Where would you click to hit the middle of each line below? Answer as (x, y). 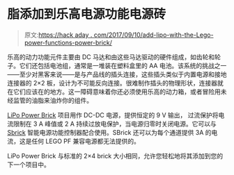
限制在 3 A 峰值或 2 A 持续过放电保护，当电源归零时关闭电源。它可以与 (115, 124)
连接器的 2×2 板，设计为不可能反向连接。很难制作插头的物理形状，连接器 (112, 83)
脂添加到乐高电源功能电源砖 (87, 14)
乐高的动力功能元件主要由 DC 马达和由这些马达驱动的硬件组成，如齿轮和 (111, 57)
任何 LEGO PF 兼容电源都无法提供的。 (86, 141)
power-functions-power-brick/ (68, 42)
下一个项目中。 (29, 165)
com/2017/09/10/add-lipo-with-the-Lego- (154, 35)
